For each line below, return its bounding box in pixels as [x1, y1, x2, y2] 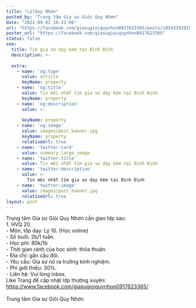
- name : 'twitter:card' [16, 144, 75, 150]
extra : [11, 63, 27, 69]
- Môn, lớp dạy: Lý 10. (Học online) [6, 227, 89, 234]
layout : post [6, 199, 38, 205]
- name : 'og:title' [16, 85, 64, 91]
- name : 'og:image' [16, 123, 64, 129]
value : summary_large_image [21, 150, 90, 155]
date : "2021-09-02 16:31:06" [6, 19, 77, 25]
